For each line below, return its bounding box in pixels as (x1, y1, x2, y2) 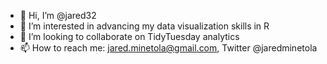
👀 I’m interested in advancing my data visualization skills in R (19, 20, 270, 32)
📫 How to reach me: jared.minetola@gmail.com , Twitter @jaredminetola (19, 42, 318, 54)
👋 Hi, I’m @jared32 (19, 10, 97, 21)
